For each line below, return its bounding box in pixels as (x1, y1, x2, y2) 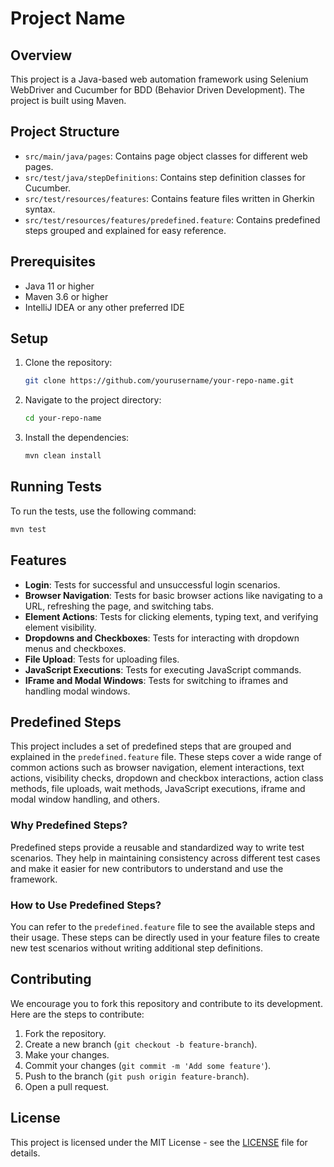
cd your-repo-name (24, 413, 102, 424)
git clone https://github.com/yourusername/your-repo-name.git (24, 376, 295, 386)
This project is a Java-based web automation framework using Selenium (10, 73, 309, 85)
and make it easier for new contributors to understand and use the (10, 862, 284, 874)
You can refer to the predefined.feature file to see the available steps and (10, 920, 316, 932)
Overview (10, 47, 73, 64)
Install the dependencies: (24, 432, 130, 444)
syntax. (24, 203, 56, 215)
